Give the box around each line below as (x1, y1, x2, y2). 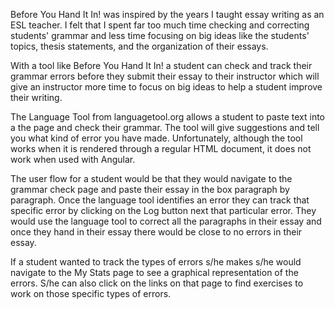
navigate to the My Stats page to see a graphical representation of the (10, 267, 299, 278)
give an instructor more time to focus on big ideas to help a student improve (10, 81, 323, 93)
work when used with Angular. (10, 154, 136, 165)
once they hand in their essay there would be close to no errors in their (10, 226, 303, 238)
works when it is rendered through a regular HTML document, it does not (10, 143, 312, 154)
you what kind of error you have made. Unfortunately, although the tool (10, 132, 303, 144)
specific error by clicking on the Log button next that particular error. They (10, 205, 317, 216)
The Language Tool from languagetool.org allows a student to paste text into (10, 111, 326, 123)
